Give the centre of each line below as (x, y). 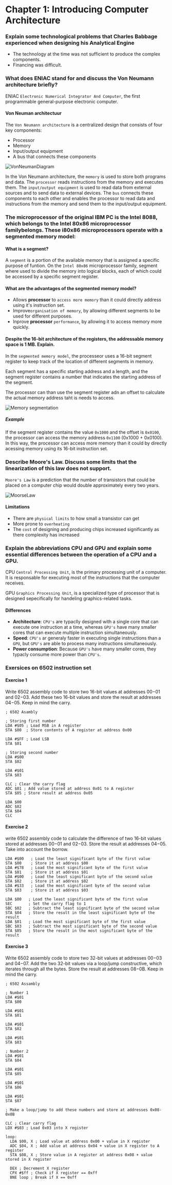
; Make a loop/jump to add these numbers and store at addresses (77, 1110)
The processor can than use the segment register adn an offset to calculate (85, 392)
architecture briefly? (32, 85)
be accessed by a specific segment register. (52, 277)
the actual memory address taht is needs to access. (60, 398)
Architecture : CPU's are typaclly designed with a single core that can (85, 622)
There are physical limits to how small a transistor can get (76, 518)
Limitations (17, 507)
